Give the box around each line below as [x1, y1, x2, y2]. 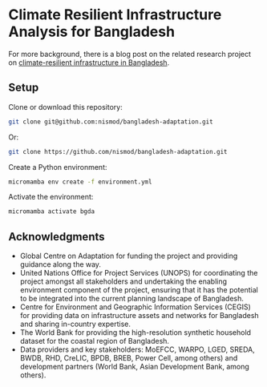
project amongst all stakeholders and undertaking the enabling [19, 276, 227, 286]
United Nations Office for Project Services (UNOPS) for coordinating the [19, 268, 258, 278]
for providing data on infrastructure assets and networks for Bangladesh [19, 311, 259, 320]
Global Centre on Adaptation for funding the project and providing [19, 251, 238, 261]
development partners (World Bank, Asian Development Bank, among [19, 362, 250, 372]
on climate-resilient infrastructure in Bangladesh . [8, 58, 170, 67]
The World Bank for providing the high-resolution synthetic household [19, 328, 251, 337]
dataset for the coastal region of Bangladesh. [19, 337, 170, 346]
